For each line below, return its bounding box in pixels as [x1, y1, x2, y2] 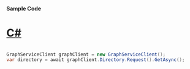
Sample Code [6, 5, 42, 12]
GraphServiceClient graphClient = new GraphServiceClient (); [6, 51, 166, 57]
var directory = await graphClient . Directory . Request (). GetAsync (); [6, 57, 185, 63]
